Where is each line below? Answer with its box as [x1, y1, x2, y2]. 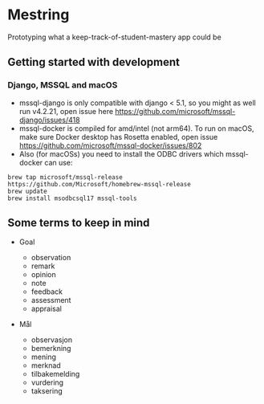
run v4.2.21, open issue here [18, 106, 114, 116]
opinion [30, 270, 57, 280]
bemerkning [30, 344, 71, 353]
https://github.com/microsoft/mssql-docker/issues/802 [18, 141, 202, 150]
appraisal [30, 304, 62, 314]
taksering [30, 386, 63, 396]
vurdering [30, 377, 64, 387]
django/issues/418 [18, 115, 81, 124]
